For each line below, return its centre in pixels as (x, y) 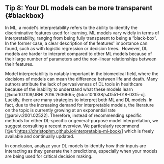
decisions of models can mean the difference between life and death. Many (82, 79)
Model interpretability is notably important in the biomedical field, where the (82, 74)
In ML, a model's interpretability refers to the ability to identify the (71, 27)
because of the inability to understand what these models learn (69, 89)
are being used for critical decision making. (49, 156)
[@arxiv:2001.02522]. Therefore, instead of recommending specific (73, 115)
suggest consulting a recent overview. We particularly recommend (72, 126)
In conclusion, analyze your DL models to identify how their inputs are (76, 146)
